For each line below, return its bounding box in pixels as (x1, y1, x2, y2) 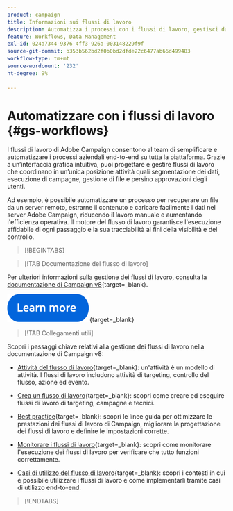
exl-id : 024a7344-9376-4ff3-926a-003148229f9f (7, 40, 144, 48)
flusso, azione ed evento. (17, 378, 90, 387)
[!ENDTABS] (24, 497, 59, 505)
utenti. (7, 183, 26, 191)
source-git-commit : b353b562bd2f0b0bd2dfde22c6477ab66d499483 (7, 48, 191, 55)
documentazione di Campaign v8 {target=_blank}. (7, 280, 148, 289)
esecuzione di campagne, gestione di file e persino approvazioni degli (7, 175, 207, 183)
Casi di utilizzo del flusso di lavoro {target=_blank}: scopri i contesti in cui (17, 469, 225, 477)
